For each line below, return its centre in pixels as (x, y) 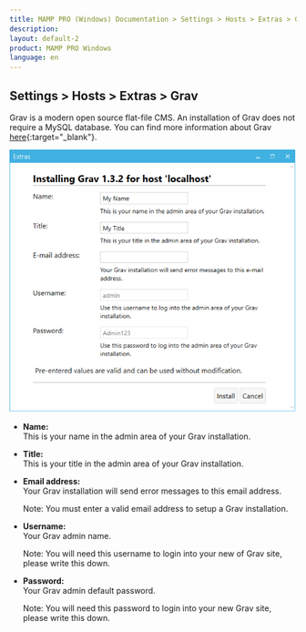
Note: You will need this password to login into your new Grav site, (147, 608)
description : (34, 29)
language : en (34, 58)
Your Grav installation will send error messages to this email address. (152, 491)
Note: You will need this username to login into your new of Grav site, (152, 554)
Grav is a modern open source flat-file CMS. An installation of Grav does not (153, 117)
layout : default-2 (44, 38)
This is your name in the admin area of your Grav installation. (137, 436)
